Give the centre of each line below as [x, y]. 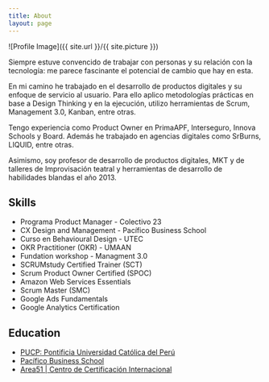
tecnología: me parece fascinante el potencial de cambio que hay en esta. [131, 70]
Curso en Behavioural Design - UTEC [81, 239]
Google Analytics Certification [70, 308]
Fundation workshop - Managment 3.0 [84, 256]
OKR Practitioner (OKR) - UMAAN [75, 247]
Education [35, 332]
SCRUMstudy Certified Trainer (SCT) [81, 265]
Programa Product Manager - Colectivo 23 [91, 222]
